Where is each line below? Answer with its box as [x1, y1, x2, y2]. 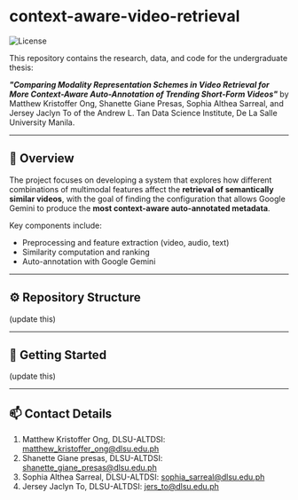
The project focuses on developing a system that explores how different [9, 175, 272, 185]
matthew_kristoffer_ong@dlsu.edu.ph [21, 443, 160, 454]
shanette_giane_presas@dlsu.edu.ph [21, 463, 157, 473]
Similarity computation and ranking [21, 246, 151, 257]
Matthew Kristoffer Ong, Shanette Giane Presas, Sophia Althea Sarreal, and [9, 98, 284, 108]
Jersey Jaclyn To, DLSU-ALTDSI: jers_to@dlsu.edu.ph [21, 481, 220, 492]
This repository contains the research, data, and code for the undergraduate [9, 52, 288, 63]
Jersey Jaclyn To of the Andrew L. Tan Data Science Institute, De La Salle [9, 107, 278, 118]
